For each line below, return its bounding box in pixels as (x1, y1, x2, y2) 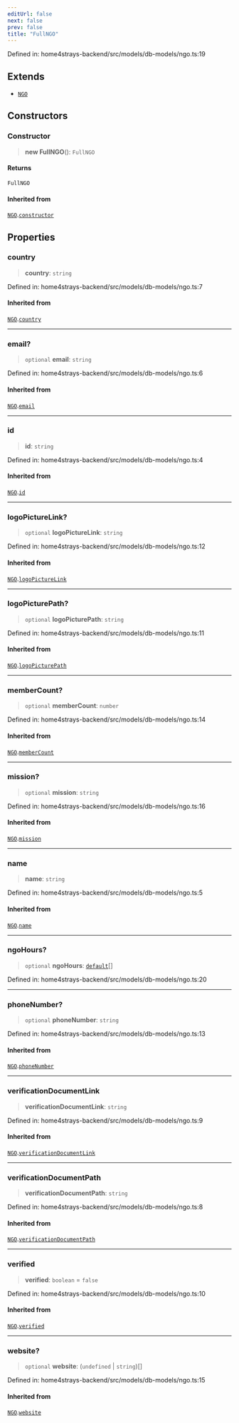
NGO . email (7, 401, 36, 410)
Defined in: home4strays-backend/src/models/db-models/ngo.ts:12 (7, 542, 206, 551)
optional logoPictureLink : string (24, 528, 123, 537)
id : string (24, 442, 54, 450)
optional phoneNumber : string (24, 1016, 119, 1024)
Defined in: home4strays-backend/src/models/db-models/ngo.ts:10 (7, 1289, 206, 1298)
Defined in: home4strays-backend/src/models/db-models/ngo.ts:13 (7, 1030, 206, 1038)
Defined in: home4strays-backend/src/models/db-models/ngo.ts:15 (7, 1376, 206, 1385)
